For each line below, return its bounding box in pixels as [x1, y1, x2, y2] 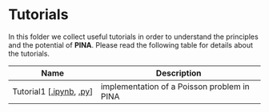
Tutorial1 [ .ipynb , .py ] [12, 86, 94, 97]
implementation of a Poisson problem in [100, 81, 250, 92]
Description [155, 68, 202, 79]
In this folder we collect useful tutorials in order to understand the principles [8, 32, 259, 41]
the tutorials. [8, 48, 50, 58]
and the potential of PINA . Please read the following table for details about [8, 40, 254, 49]
